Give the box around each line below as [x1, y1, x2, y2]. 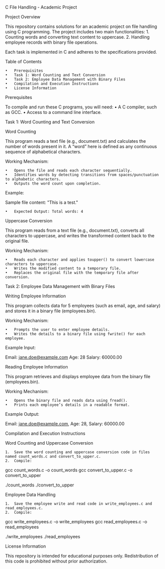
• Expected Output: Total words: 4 [5, 209, 83, 214]
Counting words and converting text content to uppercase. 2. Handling [5, 34, 150, 40]
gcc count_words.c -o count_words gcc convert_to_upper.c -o [5, 467, 133, 473]
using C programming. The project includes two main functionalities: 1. [5, 29, 150, 34]
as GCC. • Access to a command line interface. [5, 109, 102, 115]
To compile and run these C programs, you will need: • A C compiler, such [5, 104, 157, 110]
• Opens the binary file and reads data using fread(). [5, 398, 128, 403]
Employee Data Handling [5, 492, 56, 497]
